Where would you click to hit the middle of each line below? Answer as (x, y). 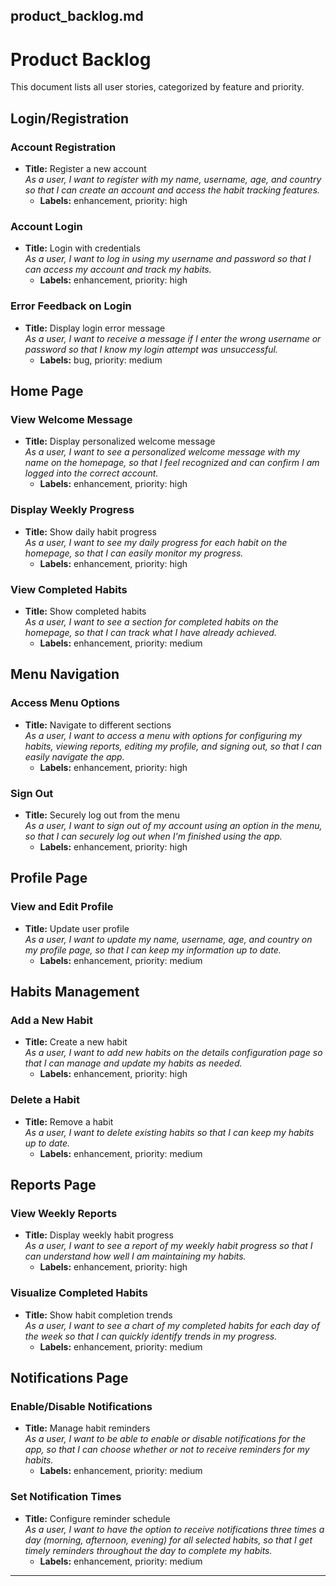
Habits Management (75, 991)
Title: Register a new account (85, 169)
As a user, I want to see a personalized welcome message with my (162, 452)
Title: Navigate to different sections (98, 725)
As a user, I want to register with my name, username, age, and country (173, 180)
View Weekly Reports (64, 1213)
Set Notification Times (66, 1497)
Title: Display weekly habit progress (99, 1235)
